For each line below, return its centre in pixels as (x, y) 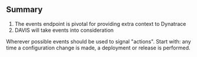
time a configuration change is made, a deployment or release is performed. (98, 48)
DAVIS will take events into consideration (64, 30)
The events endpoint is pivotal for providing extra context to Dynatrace (100, 24)
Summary (24, 10)
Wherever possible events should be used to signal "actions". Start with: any (98, 41)
